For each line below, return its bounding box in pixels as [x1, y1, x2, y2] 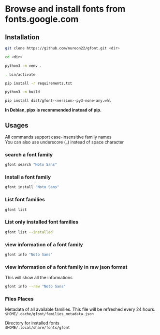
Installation [5, 33, 40, 41]
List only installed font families [5, 219, 79, 225]
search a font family [5, 151, 53, 158]
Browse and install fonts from [5, 3, 126, 15]
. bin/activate [5, 72, 36, 77]
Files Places [5, 295, 34, 302]
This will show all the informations [5, 275, 73, 281]
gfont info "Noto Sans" [5, 252, 53, 257]
